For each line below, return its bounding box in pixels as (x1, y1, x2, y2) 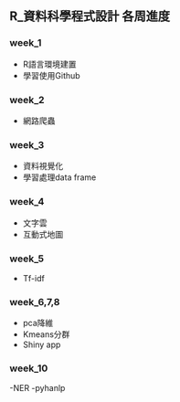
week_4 (9, 196, 45, 208)
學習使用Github (22, 69, 80, 80)
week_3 (9, 138, 45, 151)
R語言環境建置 (22, 58, 77, 69)
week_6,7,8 (9, 295, 61, 308)
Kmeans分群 (22, 329, 70, 340)
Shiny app (22, 339, 61, 350)
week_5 (9, 252, 44, 265)
